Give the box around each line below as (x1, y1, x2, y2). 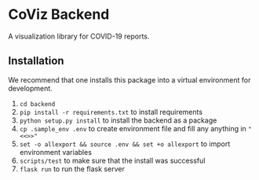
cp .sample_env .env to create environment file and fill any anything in (19, 123, 247, 133)
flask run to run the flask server (19, 163, 126, 174)
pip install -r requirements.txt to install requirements (19, 107, 202, 116)
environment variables (19, 147, 93, 156)
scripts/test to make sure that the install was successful (19, 156, 206, 165)
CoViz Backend (8, 6, 110, 24)
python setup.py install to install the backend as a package (19, 116, 217, 125)
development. (8, 83, 53, 93)
